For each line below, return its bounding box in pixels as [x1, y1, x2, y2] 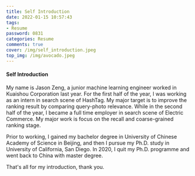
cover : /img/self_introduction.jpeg [6, 47, 96, 53]
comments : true [6, 42, 44, 48]
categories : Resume [6, 36, 54, 42]
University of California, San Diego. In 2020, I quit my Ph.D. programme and [6, 145, 190, 152]
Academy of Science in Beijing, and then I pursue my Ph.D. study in [6, 139, 170, 146]
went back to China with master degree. [6, 152, 103, 159]
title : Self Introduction [6, 8, 70, 15]
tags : [6, 19, 19, 25]
